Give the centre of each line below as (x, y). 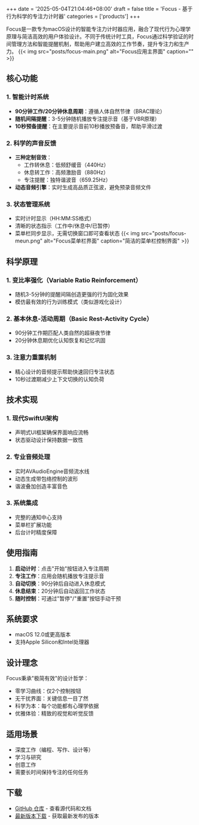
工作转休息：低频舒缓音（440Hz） (66, 165)
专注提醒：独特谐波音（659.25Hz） (67, 180)
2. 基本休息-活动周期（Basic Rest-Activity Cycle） (79, 319)
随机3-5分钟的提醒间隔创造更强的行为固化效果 (72, 294)
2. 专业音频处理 (28, 457)
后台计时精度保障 (36, 532)
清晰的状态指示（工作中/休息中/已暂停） (64, 226)
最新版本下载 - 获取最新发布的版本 (57, 815)
